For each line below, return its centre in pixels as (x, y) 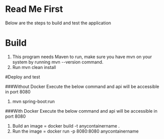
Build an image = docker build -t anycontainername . (66, 126)
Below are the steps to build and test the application (58, 23)
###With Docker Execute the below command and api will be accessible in (81, 111)
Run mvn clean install (34, 67)
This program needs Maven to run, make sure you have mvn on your (82, 57)
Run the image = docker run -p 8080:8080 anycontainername (75, 131)
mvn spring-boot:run (33, 101)
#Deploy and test (23, 77)
